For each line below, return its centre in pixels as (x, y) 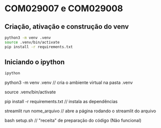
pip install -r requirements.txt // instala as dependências (61, 102)
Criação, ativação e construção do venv (67, 27)
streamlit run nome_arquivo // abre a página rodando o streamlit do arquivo (80, 111)
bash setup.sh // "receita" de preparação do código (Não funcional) (73, 121)
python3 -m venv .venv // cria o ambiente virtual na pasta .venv (69, 83)
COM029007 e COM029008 (64, 9)
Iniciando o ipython (35, 62)
